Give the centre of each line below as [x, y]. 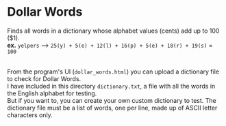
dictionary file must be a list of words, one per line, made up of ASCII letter [112, 108]
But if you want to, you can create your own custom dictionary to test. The [112, 100]
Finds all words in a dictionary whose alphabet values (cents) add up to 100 [113, 31]
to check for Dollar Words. [44, 78]
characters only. [30, 115]
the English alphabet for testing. [52, 93]
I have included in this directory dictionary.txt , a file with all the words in [111, 86]
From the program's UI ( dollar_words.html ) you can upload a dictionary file [113, 72]
